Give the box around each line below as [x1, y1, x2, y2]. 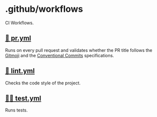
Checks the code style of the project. [5, 80, 81, 86]
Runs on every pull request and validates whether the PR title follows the [5, 47, 153, 53]
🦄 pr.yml [5, 34, 31, 42]
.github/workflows [5, 3, 83, 15]
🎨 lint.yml [5, 67, 35, 75]
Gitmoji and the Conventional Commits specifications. [5, 52, 115, 58]
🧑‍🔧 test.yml [5, 94, 41, 102]
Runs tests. [5, 107, 28, 113]
